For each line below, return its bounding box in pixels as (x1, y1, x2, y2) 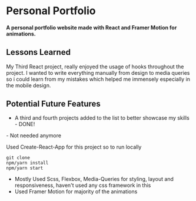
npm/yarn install (6, 160, 49, 166)
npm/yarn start (6, 165, 44, 172)
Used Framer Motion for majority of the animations (14, 188, 138, 195)
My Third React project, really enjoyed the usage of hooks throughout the (6, 63, 184, 70)
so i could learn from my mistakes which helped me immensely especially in (6, 75, 190, 83)
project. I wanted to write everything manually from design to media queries (6, 69, 190, 76)
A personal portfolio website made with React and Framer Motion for (6, 24, 177, 31)
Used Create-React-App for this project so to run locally (6, 143, 142, 151)
